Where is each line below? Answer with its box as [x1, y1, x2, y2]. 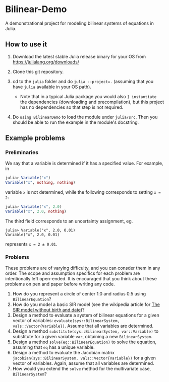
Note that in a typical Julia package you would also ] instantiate [20, 93, 157, 99]
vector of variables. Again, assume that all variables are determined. [12, 360, 155, 366]
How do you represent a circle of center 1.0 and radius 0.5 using [12, 291, 146, 297]
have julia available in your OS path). [12, 84, 92, 90]
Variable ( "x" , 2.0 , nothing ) [5, 209, 67, 214]
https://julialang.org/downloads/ [12, 59, 80, 65]
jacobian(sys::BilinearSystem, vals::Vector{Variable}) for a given [12, 355, 156, 361]
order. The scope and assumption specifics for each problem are [5, 270, 140, 276]
